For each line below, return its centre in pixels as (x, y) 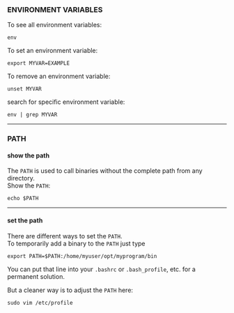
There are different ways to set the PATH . (65, 236)
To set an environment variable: (53, 51)
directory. (21, 178)
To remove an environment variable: (59, 76)
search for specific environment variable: (66, 102)
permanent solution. (36, 276)
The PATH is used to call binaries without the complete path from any (105, 171)
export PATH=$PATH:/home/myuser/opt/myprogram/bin (82, 256)
